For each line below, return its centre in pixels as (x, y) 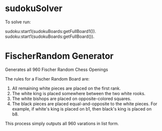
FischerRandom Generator (59, 56)
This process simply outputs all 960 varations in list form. (62, 123)
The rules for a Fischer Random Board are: (47, 79)
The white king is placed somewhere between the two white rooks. (79, 93)
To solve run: (18, 22)
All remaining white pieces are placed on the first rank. (66, 88)
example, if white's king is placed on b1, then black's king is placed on (82, 109)
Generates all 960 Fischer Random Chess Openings (57, 69)
